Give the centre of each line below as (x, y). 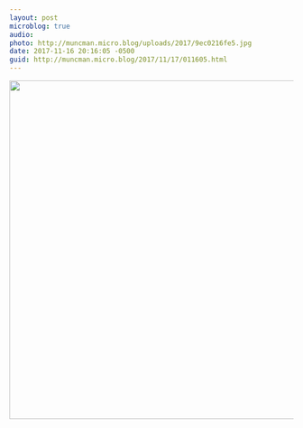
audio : (22, 34)
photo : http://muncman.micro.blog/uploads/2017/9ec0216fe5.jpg (131, 43)
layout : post (34, 18)
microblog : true (40, 26)
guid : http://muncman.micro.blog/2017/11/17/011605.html (119, 60)
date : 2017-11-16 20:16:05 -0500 (72, 51)
